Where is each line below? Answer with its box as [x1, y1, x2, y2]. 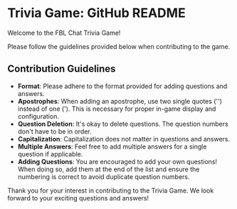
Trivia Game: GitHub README [7, 5, 186, 21]
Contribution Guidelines [7, 63, 116, 75]
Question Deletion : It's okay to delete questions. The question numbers [17, 119, 229, 128]
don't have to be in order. [17, 127, 93, 136]
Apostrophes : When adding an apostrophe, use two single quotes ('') [17, 97, 223, 105]
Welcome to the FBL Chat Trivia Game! [7, 28, 121, 37]
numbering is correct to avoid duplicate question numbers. [17, 172, 190, 181]
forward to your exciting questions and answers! [7, 193, 149, 202]
